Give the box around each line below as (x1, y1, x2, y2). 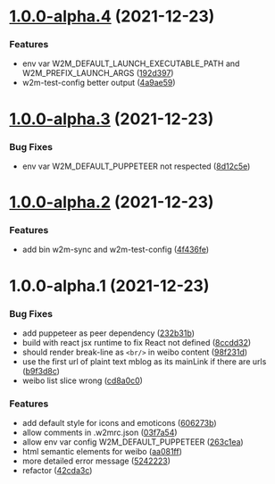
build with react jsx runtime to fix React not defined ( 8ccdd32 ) (21, 337, 252, 347)
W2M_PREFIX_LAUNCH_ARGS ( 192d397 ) (21, 68, 174, 79)
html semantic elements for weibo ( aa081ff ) (21, 446, 183, 457)
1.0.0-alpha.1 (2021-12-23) (9, 275, 210, 296)
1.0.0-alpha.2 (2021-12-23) (9, 192, 214, 213)
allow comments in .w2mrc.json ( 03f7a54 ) (21, 427, 178, 438)
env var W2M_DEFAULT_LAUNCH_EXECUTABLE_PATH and (21, 58, 240, 69)
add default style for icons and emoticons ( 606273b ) (21, 418, 217, 429)
